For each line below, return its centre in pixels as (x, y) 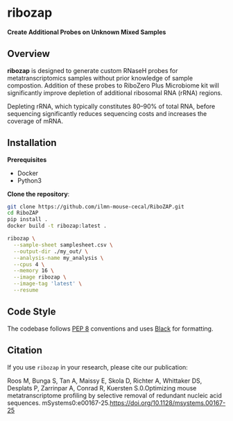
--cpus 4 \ (29, 264)
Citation (25, 350)
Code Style (32, 312)
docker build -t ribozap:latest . (57, 226)
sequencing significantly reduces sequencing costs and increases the (107, 113)
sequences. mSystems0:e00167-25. (59, 403)
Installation (32, 143)
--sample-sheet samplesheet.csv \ (63, 245)
